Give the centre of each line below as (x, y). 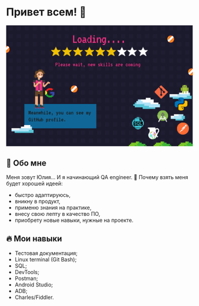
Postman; (26, 278)
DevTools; (27, 272)
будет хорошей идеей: (35, 184)
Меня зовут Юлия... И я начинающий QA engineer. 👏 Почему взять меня (97, 177)
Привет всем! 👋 (46, 12)
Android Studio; (34, 285)
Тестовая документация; (46, 253)
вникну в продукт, (38, 202)
